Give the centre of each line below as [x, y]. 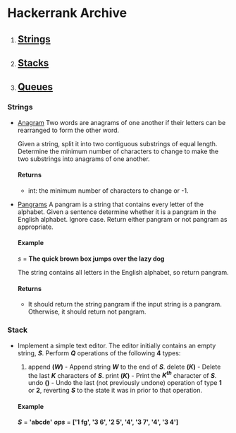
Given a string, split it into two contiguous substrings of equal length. [117, 143]
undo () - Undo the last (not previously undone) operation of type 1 [125, 383]
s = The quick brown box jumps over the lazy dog [91, 259]
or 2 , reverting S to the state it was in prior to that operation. [115, 391]
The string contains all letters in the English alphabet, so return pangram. [123, 273]
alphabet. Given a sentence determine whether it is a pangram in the [117, 212]
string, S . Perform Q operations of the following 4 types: [99, 353]
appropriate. [36, 227]
